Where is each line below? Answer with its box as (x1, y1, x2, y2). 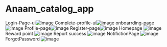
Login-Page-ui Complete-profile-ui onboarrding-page (5, 20, 155, 26)
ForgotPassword (5, 36, 40, 42)
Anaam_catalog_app (5, 3, 94, 15)
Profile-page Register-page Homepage (25, 25, 142, 31)
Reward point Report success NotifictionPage (5, 30, 139, 36)
